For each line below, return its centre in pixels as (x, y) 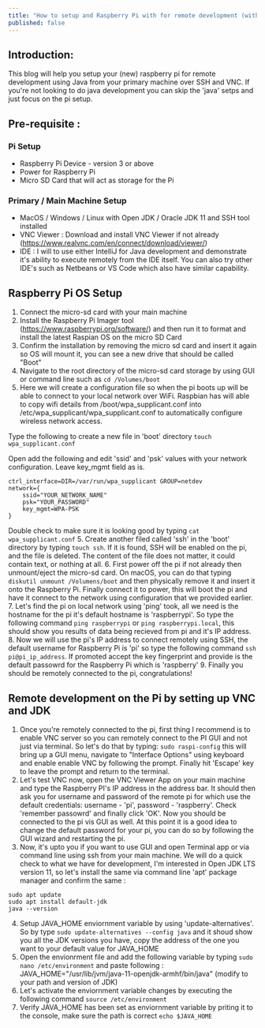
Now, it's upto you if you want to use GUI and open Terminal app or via (134, 846)
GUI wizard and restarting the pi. (73, 839)
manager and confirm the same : (73, 880)
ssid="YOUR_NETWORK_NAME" (65, 495)
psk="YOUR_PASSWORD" (56, 502)
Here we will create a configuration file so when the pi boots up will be (134, 388)
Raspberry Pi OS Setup (65, 293)
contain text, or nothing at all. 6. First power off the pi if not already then (125, 565)
